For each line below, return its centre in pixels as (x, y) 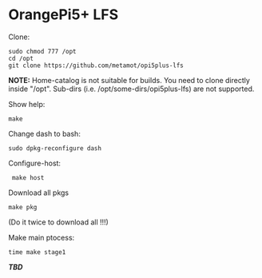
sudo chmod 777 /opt (43, 51)
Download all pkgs (39, 193)
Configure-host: (35, 163)
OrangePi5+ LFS (64, 15)
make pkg (23, 207)
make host (28, 177)
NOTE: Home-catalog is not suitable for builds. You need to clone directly (129, 80)
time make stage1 (37, 252)
